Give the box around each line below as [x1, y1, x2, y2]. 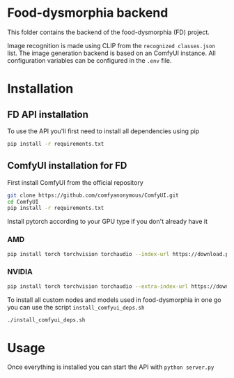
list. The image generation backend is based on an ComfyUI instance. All [7, 49, 216, 57]
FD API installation [7, 108, 89, 120]
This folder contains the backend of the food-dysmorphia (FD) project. [7, 28, 210, 36]
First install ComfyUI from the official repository [7, 178, 144, 186]
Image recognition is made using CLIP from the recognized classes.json [7, 41, 216, 50]
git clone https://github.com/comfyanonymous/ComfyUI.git [7, 192, 179, 199]
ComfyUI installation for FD [7, 160, 127, 172]
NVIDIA [7, 267, 33, 277]
